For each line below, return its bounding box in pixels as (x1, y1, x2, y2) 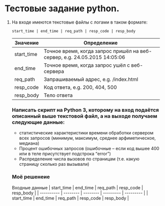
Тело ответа (43, 92, 73, 99)
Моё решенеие (11, 174, 50, 180)
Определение (83, 39, 118, 46)
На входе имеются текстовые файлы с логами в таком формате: (11, 19, 148, 25)
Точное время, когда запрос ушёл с (43, 62, 130, 69)
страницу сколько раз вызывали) (19, 161, 90, 167)
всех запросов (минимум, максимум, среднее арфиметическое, (19, 135, 156, 141)
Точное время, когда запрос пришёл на (43, 48, 139, 54)
